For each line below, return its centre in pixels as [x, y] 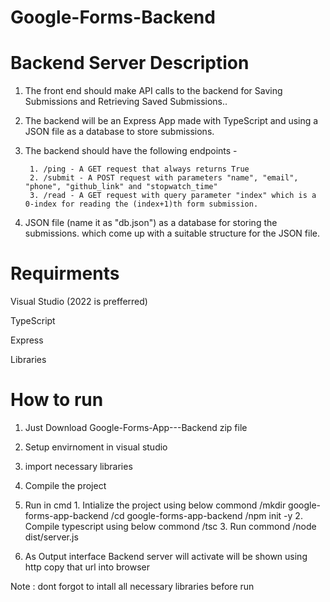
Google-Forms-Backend [113, 17]
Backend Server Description [130, 63]
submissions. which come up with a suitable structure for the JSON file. [172, 233]
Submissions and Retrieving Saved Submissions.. [126, 102]
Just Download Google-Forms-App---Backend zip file [136, 427]
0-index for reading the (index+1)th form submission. [141, 204]
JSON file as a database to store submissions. [119, 132]
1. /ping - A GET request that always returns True [139, 169]
